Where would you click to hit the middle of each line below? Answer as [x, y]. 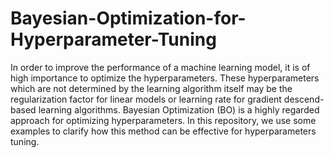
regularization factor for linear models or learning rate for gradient [146, 99]
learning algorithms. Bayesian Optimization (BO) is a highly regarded [179, 109]
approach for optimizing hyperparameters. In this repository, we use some [163, 120]
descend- [304, 99]
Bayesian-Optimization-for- [128, 18]
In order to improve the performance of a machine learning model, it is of [160, 67]
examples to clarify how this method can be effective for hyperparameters [163, 131]
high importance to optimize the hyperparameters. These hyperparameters [165, 78]
